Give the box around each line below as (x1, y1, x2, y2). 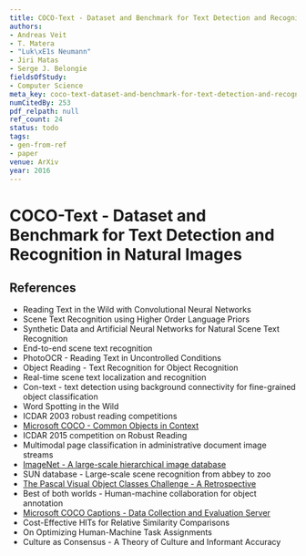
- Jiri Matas (9, 56, 59, 65)
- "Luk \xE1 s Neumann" (9, 47, 92, 57)
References (9, 280, 76, 295)
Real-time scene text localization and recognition (22, 372, 207, 383)
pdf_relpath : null (9, 107, 79, 116)
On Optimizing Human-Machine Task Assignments (22, 527, 212, 538)
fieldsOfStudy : (9, 73, 67, 82)
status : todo (9, 124, 59, 133)
